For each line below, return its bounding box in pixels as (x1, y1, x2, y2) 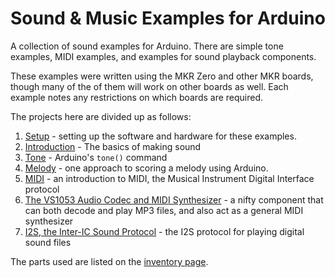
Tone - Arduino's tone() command (24, 151, 168, 163)
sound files (24, 236, 72, 248)
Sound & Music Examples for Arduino (10, 7, 326, 30)
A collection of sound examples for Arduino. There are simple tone (10, 40, 284, 52)
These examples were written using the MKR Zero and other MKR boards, (10, 70, 314, 82)
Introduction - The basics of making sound (24, 140, 202, 152)
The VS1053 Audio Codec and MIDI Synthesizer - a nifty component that (24, 193, 324, 206)
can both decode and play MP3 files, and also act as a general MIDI (24, 204, 304, 216)
